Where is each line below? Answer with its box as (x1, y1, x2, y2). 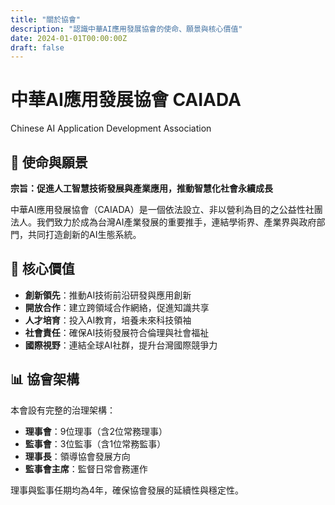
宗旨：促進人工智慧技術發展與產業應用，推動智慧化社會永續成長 (10, 182, 273, 194)
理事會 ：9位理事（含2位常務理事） (24, 425, 168, 437)
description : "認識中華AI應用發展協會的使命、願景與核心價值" (10, 24, 243, 34)
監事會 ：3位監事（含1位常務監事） (24, 437, 167, 450)
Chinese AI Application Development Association (10, 122, 212, 135)
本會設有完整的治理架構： (10, 404, 116, 416)
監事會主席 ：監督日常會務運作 (24, 462, 148, 475)
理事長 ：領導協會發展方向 (24, 450, 131, 462)
